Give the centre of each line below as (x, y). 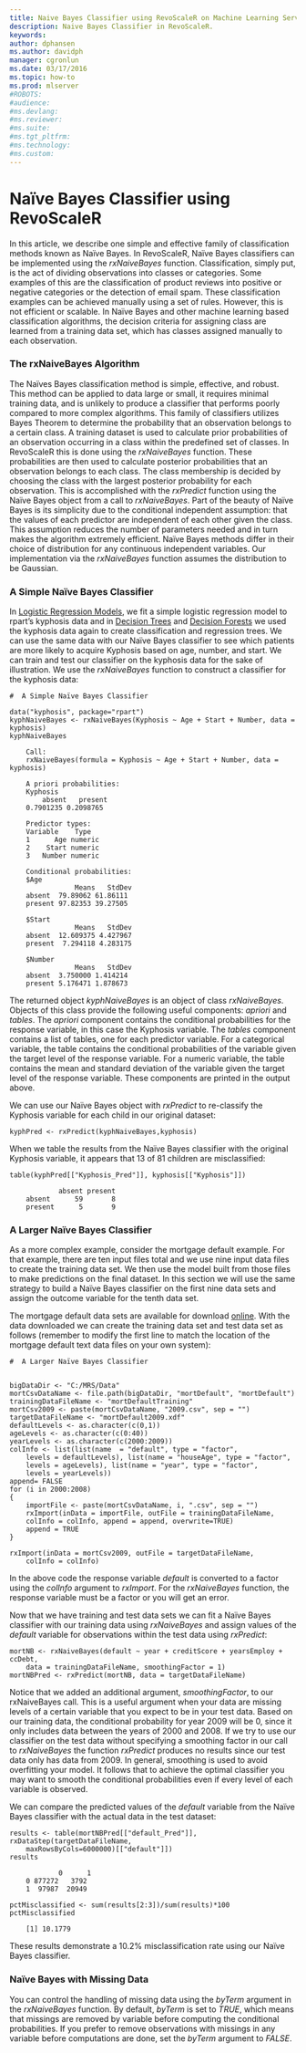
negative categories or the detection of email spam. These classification (145, 292)
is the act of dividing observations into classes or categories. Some (136, 272)
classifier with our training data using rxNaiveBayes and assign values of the (153, 1625)
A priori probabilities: (73, 784)
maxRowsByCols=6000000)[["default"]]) (99, 1850)
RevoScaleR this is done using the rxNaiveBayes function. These (131, 452)
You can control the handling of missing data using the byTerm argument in (150, 1999)
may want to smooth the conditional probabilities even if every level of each (151, 1779)
